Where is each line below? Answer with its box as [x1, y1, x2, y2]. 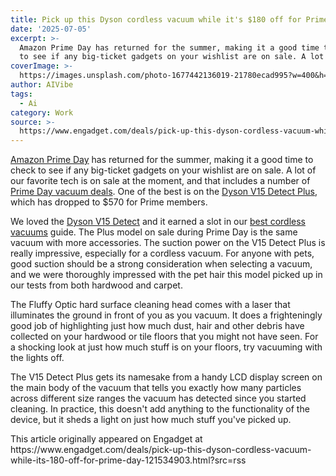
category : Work [10, 107, 74, 118]
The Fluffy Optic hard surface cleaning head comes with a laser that [10, 299, 291, 311]
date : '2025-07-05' [10, 24, 92, 34]
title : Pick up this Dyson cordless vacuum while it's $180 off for [10, 14, 302, 25]
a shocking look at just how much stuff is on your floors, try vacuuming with [10, 341, 323, 353]
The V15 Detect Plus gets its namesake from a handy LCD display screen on [10, 371, 323, 383]
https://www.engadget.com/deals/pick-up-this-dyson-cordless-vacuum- [10, 444, 312, 456]
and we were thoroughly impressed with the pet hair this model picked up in [10, 269, 323, 281]
